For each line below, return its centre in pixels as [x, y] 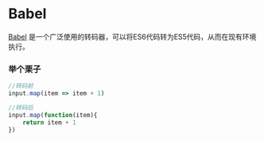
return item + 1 [50, 122]
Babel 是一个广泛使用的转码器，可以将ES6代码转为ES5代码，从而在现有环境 [132, 36]
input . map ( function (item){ [53, 115]
